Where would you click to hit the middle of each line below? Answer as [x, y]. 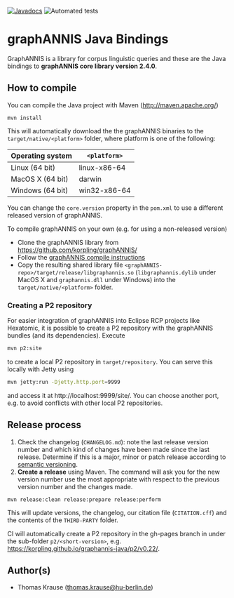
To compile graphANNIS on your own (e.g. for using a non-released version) [117, 229]
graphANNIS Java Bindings [88, 39]
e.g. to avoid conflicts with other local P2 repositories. [85, 403]
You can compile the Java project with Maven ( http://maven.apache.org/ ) [113, 105]
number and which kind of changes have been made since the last [113, 449]
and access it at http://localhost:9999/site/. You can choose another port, [113, 395]
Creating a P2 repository [50, 305]
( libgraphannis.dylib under [176, 272]
